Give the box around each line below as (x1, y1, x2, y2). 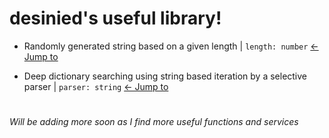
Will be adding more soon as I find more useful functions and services (9, 116, 299, 128)
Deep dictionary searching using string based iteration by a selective (23, 70, 308, 82)
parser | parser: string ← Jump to (23, 80, 169, 92)
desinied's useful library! (9, 7, 222, 30)
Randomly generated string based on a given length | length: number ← (23, 40, 319, 52)
